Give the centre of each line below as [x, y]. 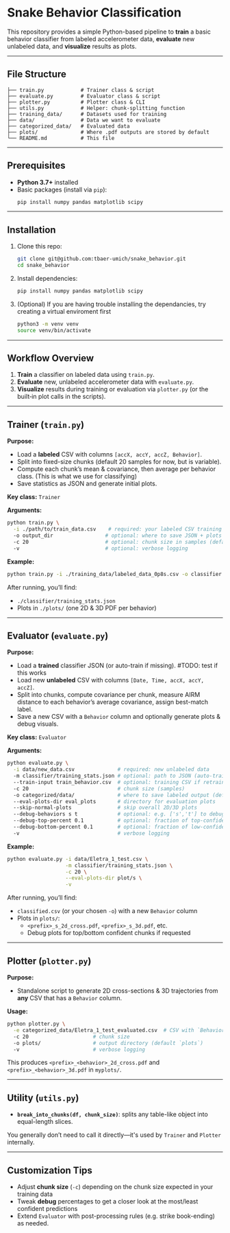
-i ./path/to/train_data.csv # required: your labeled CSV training [118, 529]
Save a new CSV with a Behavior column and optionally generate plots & [119, 717]
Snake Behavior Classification [94, 13]
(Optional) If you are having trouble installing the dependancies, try [112, 304]
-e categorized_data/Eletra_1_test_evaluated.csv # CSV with [104, 1030]
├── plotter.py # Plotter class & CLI [76, 102]
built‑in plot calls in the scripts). [61, 397]
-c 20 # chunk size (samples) [99, 788]
